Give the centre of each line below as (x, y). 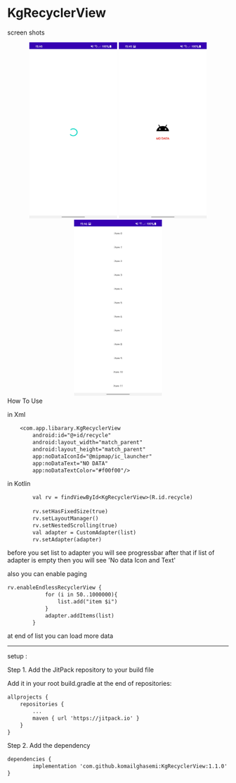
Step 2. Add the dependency (49, 745)
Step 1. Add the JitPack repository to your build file (81, 670)
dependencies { (29, 759)
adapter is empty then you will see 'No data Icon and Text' (92, 560)
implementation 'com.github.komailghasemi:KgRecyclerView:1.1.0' (130, 766)
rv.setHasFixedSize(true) (71, 511)
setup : (17, 656)
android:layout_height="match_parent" (89, 449)
